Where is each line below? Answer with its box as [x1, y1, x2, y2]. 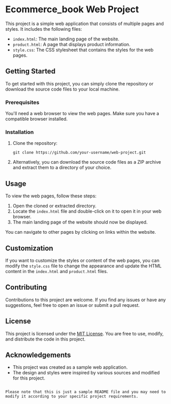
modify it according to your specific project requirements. [5, 394, 139, 399]
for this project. [12, 375, 45, 381]
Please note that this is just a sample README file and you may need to [5, 390, 166, 395]
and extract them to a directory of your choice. [12, 165, 112, 171]
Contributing [5, 283, 47, 292]
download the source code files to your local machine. [5, 86, 120, 92]
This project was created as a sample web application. [12, 364, 128, 370]
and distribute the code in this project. [5, 336, 86, 342]
